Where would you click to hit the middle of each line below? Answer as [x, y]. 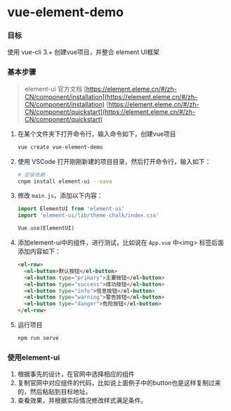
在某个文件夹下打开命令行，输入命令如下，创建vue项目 [97, 134]
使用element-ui [34, 358]
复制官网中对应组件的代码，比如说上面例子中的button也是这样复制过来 [119, 383]
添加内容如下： [39, 251]
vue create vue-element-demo [60, 147]
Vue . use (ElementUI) [46, 228]
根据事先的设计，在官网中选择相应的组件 [76, 374]
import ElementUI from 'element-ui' [71, 209]
